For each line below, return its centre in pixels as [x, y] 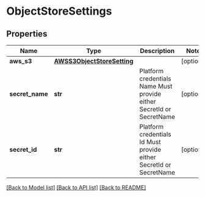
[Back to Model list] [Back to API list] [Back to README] [76, 188]
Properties [27, 34]
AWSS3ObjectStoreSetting [94, 61]
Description [157, 51]
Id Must [150, 142]
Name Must [156, 86]
